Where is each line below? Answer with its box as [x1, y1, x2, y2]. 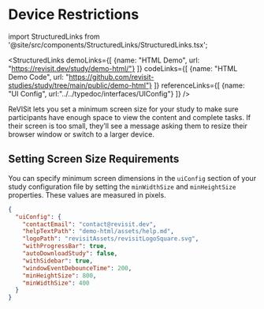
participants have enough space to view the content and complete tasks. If [8, 112, 251, 122]
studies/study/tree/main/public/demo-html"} [8, 81, 152, 90]
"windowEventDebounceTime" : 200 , [22, 264, 132, 272]
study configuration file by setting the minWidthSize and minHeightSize [8, 182, 236, 191]
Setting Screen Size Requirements [8, 153, 180, 166]
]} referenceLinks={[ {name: [153, 81, 245, 90]
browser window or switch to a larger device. [8, 129, 155, 139]
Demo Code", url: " [8, 72, 69, 81]
